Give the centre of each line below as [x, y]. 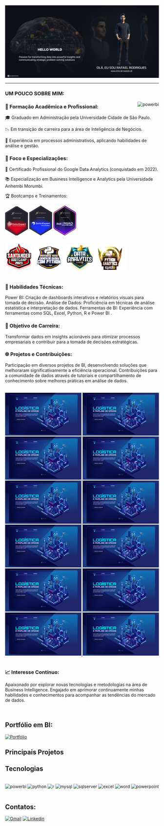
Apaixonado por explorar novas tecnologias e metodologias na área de [76, 684]
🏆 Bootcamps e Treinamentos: [36, 196]
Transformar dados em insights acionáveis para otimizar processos [73, 336]
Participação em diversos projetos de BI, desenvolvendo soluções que [76, 365]
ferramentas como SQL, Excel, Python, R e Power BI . [59, 313]
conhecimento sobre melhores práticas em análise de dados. [66, 380]
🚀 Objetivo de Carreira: [32, 326]
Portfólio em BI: [29, 725]
